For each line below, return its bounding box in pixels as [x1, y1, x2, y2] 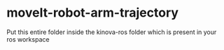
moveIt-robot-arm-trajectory [6, 5, 179, 21]
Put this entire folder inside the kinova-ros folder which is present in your [6, 28, 217, 36]
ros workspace [6, 35, 50, 43]
